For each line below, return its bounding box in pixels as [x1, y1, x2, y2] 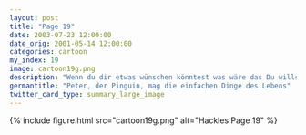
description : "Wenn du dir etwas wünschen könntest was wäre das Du [9, 73, 275, 82]
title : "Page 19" [9, 22, 76, 31]
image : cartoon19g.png [9, 65, 96, 74]
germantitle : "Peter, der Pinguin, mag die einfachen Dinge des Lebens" [9, 81, 291, 90]
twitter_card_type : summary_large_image [9, 89, 166, 99]
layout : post [9, 13, 59, 23]
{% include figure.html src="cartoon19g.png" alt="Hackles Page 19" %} [9, 115, 278, 126]
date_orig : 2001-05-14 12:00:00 [9, 38, 132, 48]
